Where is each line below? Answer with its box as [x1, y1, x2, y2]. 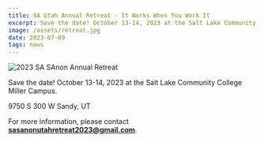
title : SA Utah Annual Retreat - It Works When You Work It [8, 11, 211, 20]
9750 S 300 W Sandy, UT [8, 102, 91, 111]
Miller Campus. [8, 86, 58, 95]
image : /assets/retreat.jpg [8, 26, 101, 34]
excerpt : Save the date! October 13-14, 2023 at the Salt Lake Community [8, 19, 257, 27]
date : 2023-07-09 [8, 33, 66, 42]
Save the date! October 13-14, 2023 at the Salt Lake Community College [8, 78, 243, 88]
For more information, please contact [8, 117, 129, 126]
